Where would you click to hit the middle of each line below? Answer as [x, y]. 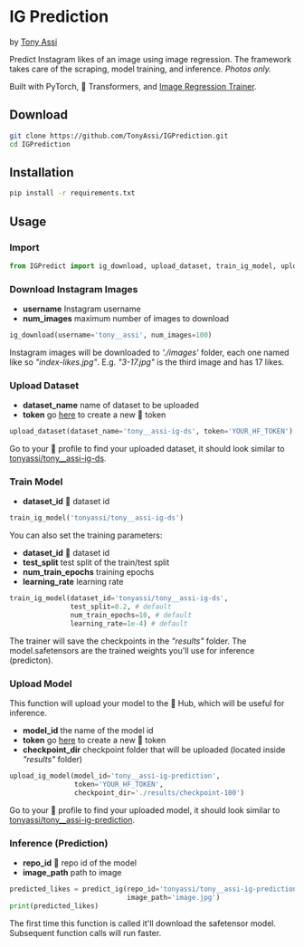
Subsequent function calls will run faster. [85, 933]
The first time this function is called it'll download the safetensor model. [142, 923]
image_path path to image [72, 872]
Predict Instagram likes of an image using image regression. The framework [151, 59]
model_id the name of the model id [88, 731]
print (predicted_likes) [54, 906]
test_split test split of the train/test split [96, 562]
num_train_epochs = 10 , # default [131, 616]
